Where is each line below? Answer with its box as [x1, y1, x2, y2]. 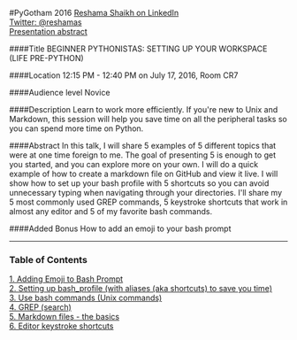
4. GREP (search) [9, 302, 72, 313]
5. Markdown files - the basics [9, 312, 120, 322]
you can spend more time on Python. [9, 123, 144, 134]
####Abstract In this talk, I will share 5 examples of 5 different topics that [9, 141, 277, 151]
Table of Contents [9, 253, 88, 266]
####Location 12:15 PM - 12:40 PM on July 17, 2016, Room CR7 [9, 70, 239, 81]
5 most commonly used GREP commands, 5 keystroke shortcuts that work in [9, 197, 288, 207]
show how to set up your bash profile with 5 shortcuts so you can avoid [9, 178, 270, 189]
